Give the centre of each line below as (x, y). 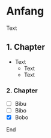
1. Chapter (25, 47)
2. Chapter (22, 91)
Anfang (25, 11)
